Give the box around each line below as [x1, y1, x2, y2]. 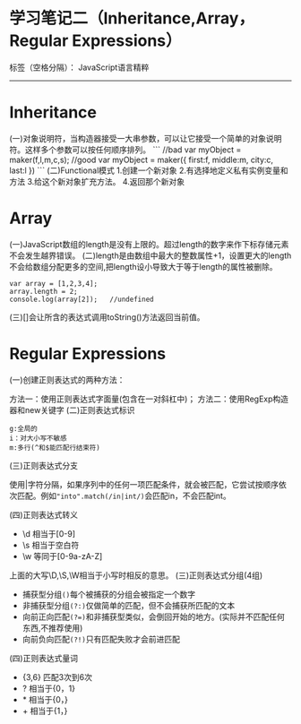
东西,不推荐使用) [21, 622, 83, 633]
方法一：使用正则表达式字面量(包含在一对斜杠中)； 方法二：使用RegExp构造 [9, 393, 289, 404]
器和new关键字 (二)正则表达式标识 [9, 404, 135, 415]
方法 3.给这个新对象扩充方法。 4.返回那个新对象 [9, 176, 185, 186]
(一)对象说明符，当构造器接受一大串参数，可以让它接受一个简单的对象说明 [9, 133, 282, 143]
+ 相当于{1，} [21, 705, 68, 716]
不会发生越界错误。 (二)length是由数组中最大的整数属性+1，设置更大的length [9, 250, 292, 261]
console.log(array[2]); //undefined [9, 295, 154, 304]
